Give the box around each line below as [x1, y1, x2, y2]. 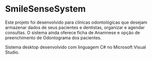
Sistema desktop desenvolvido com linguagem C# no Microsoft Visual [5, 44, 146, 50]
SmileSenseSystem [5, 3, 86, 15]
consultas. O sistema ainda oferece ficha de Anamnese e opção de [5, 29, 140, 35]
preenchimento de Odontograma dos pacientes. [5, 35, 102, 41]
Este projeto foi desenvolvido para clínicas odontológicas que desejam [5, 19, 148, 25]
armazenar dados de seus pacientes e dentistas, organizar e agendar [5, 24, 145, 30]
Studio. [5, 49, 20, 55]
